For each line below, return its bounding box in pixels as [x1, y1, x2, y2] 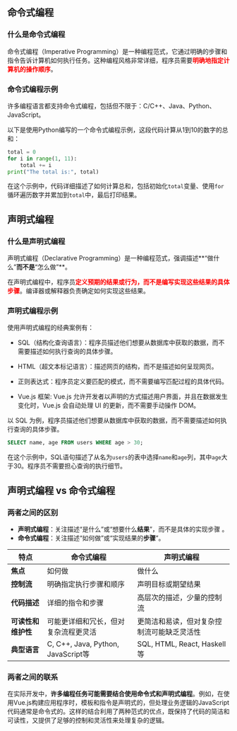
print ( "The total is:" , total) [7, 168, 99, 175]
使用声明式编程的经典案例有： [7, 323, 94, 332]
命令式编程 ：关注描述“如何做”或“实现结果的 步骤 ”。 [17, 534, 165, 543]
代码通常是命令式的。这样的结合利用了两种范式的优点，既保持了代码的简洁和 [7, 707, 230, 716]
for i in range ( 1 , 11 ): [7, 155, 78, 162]
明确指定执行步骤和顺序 [47, 580, 126, 589]
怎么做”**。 [37, 263, 72, 271]
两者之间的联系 [7, 672, 59, 681]
